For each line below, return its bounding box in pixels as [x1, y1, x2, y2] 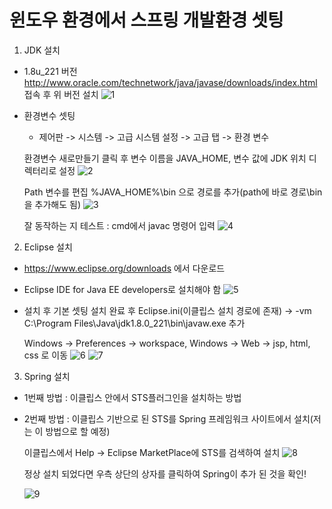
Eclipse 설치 [23, 241, 73, 253]
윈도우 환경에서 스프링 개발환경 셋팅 [9, 9, 284, 32]
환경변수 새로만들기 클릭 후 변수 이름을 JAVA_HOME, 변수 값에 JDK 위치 [23, 152, 307, 164]
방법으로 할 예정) [45, 425, 111, 437]
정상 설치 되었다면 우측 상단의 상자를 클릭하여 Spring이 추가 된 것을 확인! [23, 467, 307, 480]
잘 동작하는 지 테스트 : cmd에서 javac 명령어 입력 [23, 219, 216, 231]
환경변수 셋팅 [23, 109, 76, 121]
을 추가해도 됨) [23, 198, 82, 210]
